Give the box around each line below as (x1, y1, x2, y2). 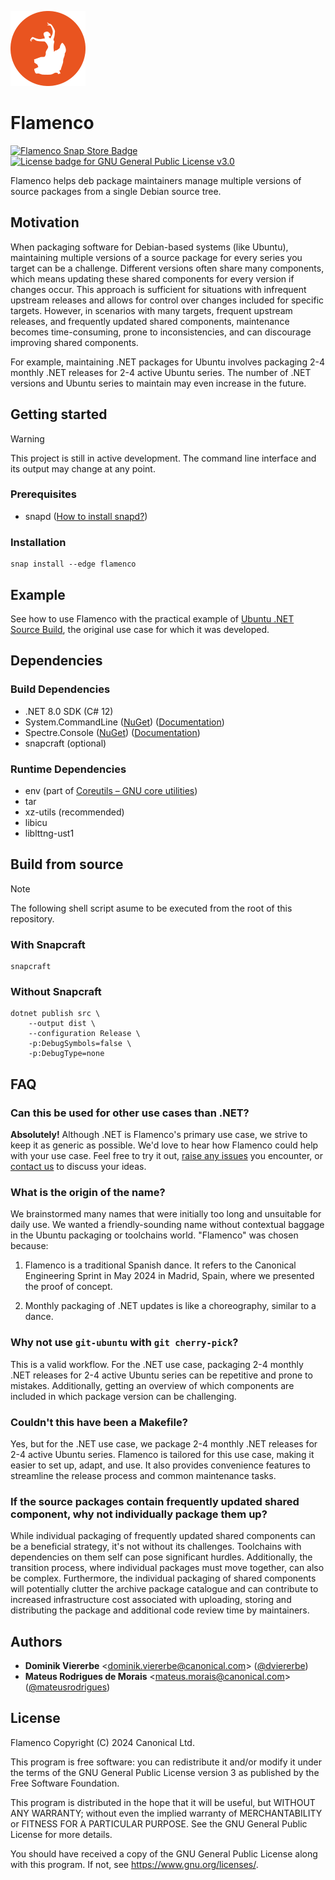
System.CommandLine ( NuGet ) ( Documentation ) (24, 716, 225, 728)
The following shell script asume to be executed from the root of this (10, 902, 293, 914)
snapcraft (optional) (24, 737, 107, 749)
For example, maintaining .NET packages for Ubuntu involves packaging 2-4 (10, 356, 325, 368)
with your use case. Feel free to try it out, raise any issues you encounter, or (10, 1150, 323, 1162)
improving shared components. (10, 336, 139, 348)
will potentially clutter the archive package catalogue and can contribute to (10, 1583, 319, 1595)
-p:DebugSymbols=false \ (28, 1039, 132, 1049)
